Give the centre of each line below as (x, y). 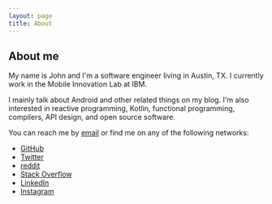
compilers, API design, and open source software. (92, 117)
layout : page (30, 16)
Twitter (32, 157)
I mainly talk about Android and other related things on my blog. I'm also (129, 100)
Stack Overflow (46, 174)
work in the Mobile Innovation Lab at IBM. (78, 84)
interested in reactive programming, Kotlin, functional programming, (122, 108)
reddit (30, 166)
